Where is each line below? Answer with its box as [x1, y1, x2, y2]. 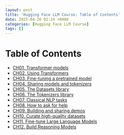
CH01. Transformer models [12, 65, 69, 71]
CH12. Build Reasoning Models [12, 124, 77, 130]
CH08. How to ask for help [12, 102, 68, 109]
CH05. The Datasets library [12, 86, 70, 93]
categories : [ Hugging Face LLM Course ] [5, 21, 89, 27]
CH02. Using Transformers [12, 70, 69, 76]
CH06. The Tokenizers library [12, 92, 74, 98]
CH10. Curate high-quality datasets [12, 113, 86, 119]
